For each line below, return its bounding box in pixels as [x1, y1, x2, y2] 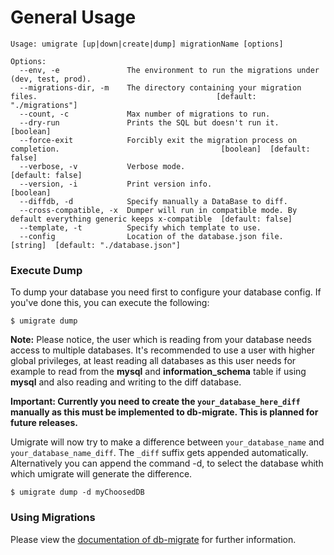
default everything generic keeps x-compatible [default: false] [10, 214, 293, 224]
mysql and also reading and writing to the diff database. [10, 376, 242, 388]
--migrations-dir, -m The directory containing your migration [19, 82, 302, 93]
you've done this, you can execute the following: [10, 297, 210, 309]
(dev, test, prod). [10, 74, 92, 84]
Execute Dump [10, 263, 83, 277]
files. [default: [10, 91, 257, 101]
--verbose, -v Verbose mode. [19, 161, 186, 171]
